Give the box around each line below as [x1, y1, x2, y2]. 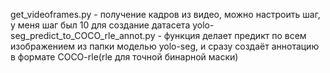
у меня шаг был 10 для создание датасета [10, 19, 191, 31]
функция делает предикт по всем [163, 30, 307, 41]
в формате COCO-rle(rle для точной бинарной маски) [10, 51, 239, 63]
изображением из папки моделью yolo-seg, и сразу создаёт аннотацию [10, 40, 320, 52]
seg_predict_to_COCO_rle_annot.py [10, 30, 156, 41]
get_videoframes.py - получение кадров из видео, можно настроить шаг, [10, 9, 321, 20]
